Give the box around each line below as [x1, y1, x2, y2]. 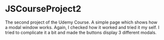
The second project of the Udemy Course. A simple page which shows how [5, 19, 158, 25]
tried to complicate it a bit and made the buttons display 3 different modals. [5, 29, 157, 35]
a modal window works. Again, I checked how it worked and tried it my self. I [5, 24, 160, 30]
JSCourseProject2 [5, 3, 82, 14]
